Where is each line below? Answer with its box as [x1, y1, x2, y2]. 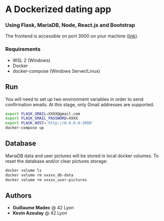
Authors [5, 191, 32, 200]
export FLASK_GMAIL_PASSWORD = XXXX [5, 116, 78, 121]
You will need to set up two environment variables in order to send [5, 96, 143, 102]
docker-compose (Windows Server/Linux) [12, 68, 100, 74]
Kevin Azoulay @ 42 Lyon [12, 210, 67, 216]
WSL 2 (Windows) [12, 57, 51, 63]
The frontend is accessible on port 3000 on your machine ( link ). [5, 33, 139, 39]
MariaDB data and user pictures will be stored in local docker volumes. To [5, 153, 159, 159]
